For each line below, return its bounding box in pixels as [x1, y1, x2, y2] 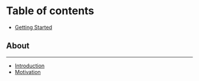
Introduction [14, 62, 45, 69]
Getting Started [14, 24, 52, 31]
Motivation [14, 68, 41, 75]
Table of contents [6, 4, 95, 18]
